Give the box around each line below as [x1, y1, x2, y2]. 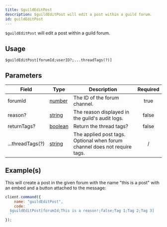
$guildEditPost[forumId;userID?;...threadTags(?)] [5, 58, 112, 63]
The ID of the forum [73, 94, 119, 101]
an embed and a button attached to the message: [5, 185, 106, 191]
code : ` [14, 204, 30, 209]
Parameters [5, 71, 42, 79]
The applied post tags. [73, 131, 126, 138]
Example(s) [5, 166, 41, 175]
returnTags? [7, 123, 36, 130]
